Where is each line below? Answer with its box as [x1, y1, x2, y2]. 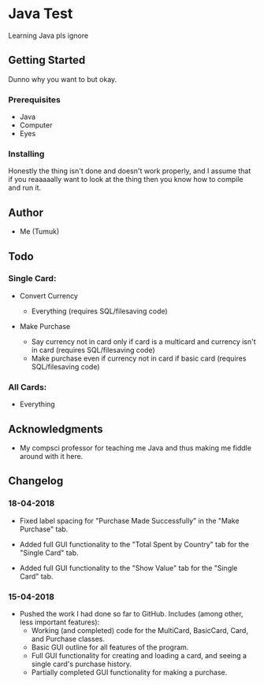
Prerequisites [8, 94, 61, 105]
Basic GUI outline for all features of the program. [31, 642, 189, 652]
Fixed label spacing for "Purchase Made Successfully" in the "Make [19, 516, 240, 525]
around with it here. [19, 451, 84, 461]
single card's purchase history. [31, 659, 132, 668]
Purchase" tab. [19, 524, 69, 534]
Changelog [8, 474, 64, 488]
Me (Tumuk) [19, 227, 60, 236]
